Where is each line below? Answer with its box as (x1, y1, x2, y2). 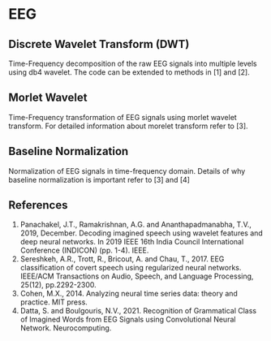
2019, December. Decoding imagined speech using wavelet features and (19, 228, 264, 238)
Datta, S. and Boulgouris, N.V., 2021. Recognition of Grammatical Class (19, 306, 257, 316)
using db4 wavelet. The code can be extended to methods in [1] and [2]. (8, 67, 250, 77)
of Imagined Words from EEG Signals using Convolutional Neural (19, 314, 236, 325)
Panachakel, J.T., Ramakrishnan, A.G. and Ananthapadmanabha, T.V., (19, 220, 252, 230)
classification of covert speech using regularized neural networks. (19, 263, 242, 273)
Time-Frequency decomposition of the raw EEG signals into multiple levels (8, 58, 257, 68)
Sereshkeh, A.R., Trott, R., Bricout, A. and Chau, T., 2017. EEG (19, 254, 225, 264)
